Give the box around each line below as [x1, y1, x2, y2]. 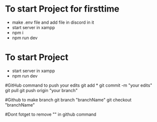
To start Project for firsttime [5, 3, 120, 15]
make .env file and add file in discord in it [12, 19, 94, 25]
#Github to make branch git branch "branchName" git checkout [5, 97, 132, 103]
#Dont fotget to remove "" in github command [5, 111, 96, 117]
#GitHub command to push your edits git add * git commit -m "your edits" [5, 82, 153, 88]
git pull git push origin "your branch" [5, 87, 78, 93]
